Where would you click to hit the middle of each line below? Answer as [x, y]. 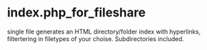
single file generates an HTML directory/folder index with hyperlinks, [104, 32]
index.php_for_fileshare [76, 13]
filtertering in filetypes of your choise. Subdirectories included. [96, 38]
